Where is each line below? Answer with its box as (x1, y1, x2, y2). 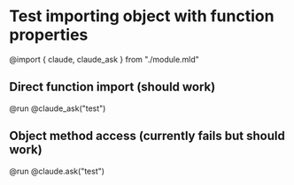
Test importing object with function (9, 6, 275, 26)
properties (9, 25, 89, 45)
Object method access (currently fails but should (9, 129, 285, 144)
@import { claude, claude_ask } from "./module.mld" (9, 54, 199, 64)
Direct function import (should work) (9, 79, 216, 94)
